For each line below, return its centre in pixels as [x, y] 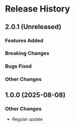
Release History [37, 9]
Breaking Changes [27, 53]
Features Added [24, 41]
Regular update [27, 119]
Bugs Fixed [18, 66]
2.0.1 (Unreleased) [33, 27]
